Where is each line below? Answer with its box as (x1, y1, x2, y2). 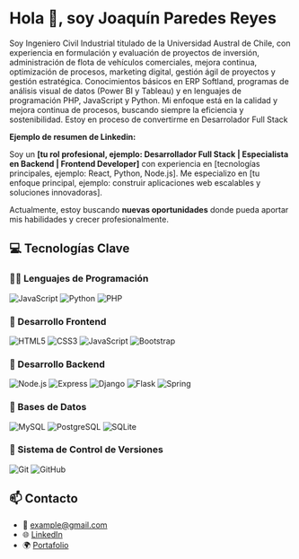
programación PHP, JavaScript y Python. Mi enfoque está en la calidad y (9, 94, 278, 106)
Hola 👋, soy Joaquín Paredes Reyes (9, 8, 277, 29)
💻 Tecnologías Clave (9, 241, 130, 257)
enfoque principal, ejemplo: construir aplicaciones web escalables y (9, 177, 261, 188)
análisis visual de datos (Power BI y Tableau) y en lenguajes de (9, 85, 242, 96)
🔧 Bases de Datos (9, 401, 87, 414)
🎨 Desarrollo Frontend (9, 315, 107, 328)
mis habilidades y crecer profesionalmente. (9, 214, 169, 224)
